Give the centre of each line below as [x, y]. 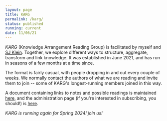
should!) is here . [22, 103]
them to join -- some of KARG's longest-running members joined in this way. [83, 83]
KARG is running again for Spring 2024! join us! [54, 113]
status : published [24, 24]
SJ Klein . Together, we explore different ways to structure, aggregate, [77, 52]
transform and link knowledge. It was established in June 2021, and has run [83, 58]
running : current [23, 28]
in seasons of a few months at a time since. [50, 63]
